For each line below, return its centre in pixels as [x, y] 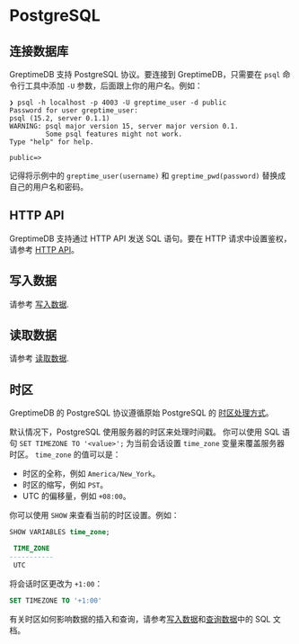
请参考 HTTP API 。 [44, 249]
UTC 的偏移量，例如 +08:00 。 [76, 496]
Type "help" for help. [52, 142]
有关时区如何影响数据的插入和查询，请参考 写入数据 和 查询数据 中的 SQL [140, 619]
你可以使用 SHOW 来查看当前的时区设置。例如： [94, 515]
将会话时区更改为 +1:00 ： [56, 583]
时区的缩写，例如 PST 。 [65, 485]
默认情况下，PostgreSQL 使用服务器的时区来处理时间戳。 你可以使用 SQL [145, 432]
